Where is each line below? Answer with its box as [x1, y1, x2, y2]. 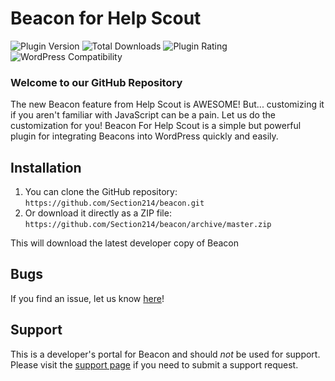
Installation [10, 159, 82, 176]
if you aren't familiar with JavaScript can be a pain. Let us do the [10, 109, 276, 121]
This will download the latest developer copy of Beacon [10, 237, 239, 249]
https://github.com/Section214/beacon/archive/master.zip [24, 220, 272, 230]
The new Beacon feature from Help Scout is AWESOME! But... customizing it [10, 98, 325, 111]
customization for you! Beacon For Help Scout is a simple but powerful [10, 120, 302, 132]
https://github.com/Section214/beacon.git [24, 198, 205, 209]
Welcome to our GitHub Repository [10, 75, 183, 89]
